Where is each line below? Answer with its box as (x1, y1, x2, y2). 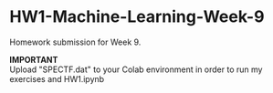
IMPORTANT (9, 54, 58, 65)
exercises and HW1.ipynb (9, 73, 105, 84)
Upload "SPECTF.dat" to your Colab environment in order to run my (9, 64, 263, 75)
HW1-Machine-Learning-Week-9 (9, 6, 265, 27)
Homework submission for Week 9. (9, 36, 142, 47)
